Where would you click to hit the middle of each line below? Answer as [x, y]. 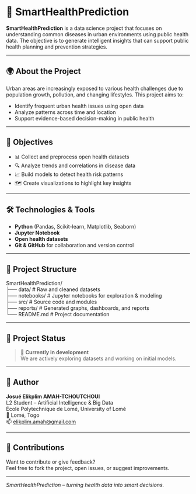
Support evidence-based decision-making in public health [84, 118]
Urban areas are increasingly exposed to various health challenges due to [95, 88]
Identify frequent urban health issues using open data [79, 106]
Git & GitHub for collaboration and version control [74, 246]
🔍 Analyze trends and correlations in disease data [75, 165]
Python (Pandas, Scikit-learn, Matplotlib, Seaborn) [75, 227]
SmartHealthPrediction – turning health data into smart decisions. [85, 485]
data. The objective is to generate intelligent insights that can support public [97, 40]
